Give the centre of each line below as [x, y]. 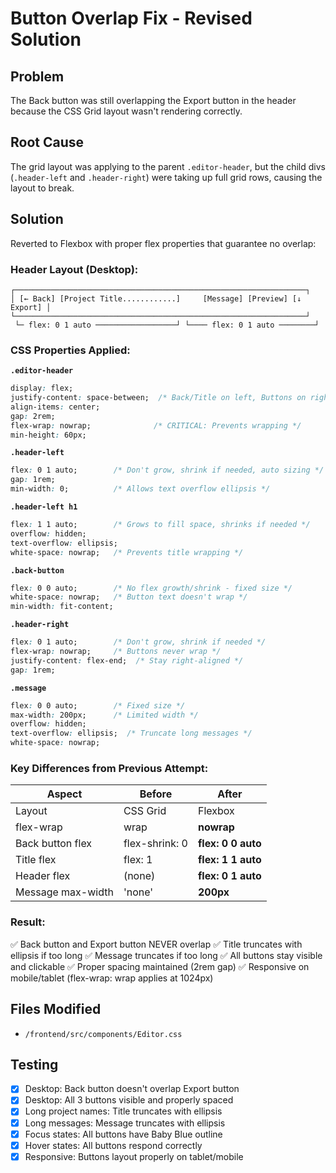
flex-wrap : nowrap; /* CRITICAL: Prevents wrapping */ [156, 425]
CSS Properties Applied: [70, 350]
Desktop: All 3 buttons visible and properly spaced [129, 1100]
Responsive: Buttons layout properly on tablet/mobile [134, 1156]
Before [156, 794]
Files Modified [56, 1009]
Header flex [43, 876]
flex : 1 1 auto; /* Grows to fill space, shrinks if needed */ [160, 525]
